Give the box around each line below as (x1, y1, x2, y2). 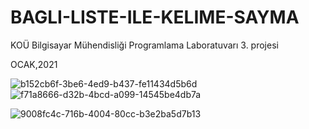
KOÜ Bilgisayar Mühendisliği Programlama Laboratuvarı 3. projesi (10, 39, 279, 51)
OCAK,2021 (10, 58, 58, 70)
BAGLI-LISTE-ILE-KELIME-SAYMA (10, 6, 300, 29)
